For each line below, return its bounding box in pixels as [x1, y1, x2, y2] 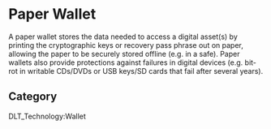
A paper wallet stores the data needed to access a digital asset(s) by [8, 32, 238, 41]
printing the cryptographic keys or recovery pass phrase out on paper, [8, 40, 243, 49]
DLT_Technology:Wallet [8, 111, 87, 121]
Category [8, 90, 58, 104]
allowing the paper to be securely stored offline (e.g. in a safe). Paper [8, 49, 240, 58]
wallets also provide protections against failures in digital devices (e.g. [8, 58, 243, 67]
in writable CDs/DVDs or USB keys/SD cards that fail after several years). [19, 66, 264, 75]
